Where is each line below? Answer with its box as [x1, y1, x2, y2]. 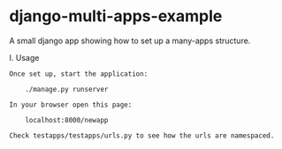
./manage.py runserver [25, 85, 109, 93]
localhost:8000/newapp [25, 115, 109, 124]
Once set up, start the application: [9, 69, 149, 78]
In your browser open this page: [9, 100, 133, 109]
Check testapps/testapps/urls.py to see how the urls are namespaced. [9, 130, 275, 140]
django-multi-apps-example [9, 6, 223, 26]
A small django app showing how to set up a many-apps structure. [9, 35, 251, 46]
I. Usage [9, 52, 40, 63]
